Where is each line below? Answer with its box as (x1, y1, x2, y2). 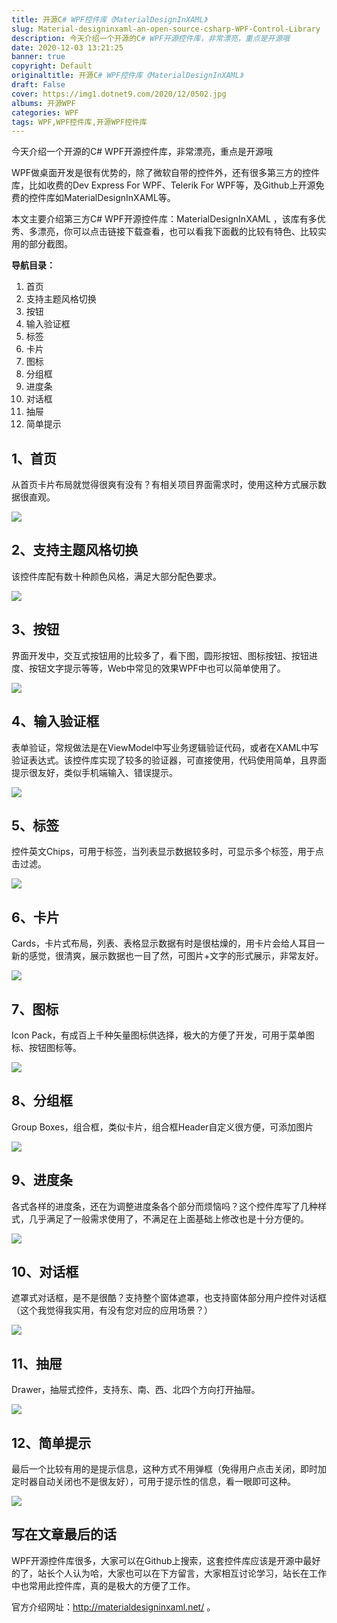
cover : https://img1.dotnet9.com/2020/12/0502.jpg (11, 89, 227, 99)
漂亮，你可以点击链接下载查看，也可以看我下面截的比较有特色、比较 (37, 226, 318, 238)
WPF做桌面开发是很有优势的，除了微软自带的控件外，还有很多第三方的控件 (11, 167, 320, 179)
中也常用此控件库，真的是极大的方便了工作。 (11, 1579, 196, 1591)
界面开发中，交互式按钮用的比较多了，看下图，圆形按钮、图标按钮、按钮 (11, 649, 309, 661)
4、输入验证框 (11, 713, 100, 730)
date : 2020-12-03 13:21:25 (11, 42, 124, 53)
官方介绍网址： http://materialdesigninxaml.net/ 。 (11, 1601, 216, 1613)
